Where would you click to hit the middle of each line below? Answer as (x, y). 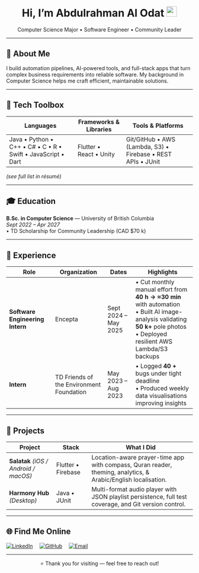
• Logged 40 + (156, 366)
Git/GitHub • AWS (151, 139)
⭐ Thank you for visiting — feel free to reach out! (99, 563)
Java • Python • (31, 139)
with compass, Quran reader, (132, 465)
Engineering (27, 319)
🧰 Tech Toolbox (35, 105)
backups (147, 357)
